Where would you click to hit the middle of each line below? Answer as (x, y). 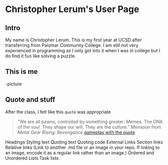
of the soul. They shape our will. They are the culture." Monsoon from (89, 127)
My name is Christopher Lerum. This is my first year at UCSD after (73, 40)
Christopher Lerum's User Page (72, 9)
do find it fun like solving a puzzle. (41, 56)
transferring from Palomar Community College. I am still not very (72, 45)
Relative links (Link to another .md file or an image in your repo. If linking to (82, 147)
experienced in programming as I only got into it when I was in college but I (83, 51)
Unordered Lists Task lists (32, 158)
